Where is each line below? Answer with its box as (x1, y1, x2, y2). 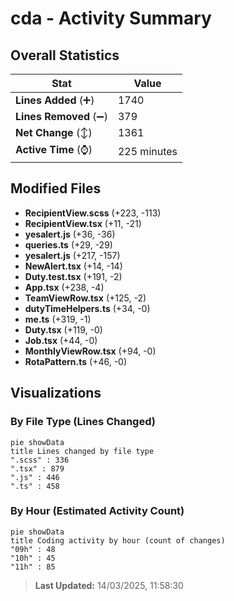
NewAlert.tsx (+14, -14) (24, 260, 123, 272)
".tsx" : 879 (10, 463, 65, 474)
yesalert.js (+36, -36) (24, 228, 116, 240)
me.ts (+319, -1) (24, 313, 92, 325)
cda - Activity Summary (10, 7, 212, 30)
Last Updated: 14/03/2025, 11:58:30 (34, 579, 184, 591)
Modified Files (10, 180, 102, 197)
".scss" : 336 (10, 455, 70, 465)
